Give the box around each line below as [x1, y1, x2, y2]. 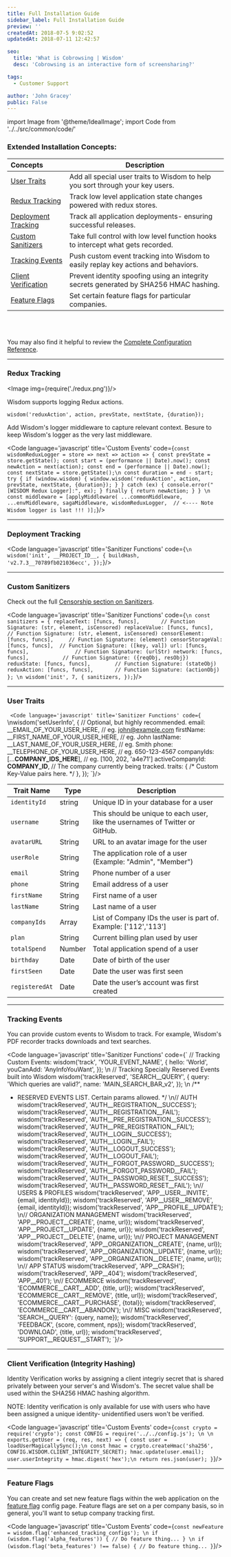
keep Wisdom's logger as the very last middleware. [7, 430, 153, 439]
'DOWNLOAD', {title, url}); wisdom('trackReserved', [16, 1328, 162, 1336]
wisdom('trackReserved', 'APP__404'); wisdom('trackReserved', [16, 1269, 197, 1278]
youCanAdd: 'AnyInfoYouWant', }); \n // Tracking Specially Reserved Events [7, 1065, 220, 1073]
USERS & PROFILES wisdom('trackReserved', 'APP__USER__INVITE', [16, 1189, 210, 1197]
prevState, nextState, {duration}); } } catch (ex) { [7, 481, 165, 488]
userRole [10, 853, 39, 861]
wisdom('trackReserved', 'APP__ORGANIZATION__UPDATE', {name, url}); [16, 1247, 223, 1256]
